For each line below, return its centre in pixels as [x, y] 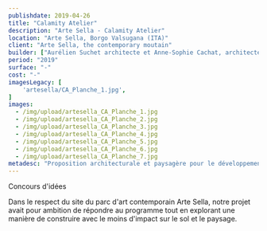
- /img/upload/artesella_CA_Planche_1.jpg [87, 112]
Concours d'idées [37, 186]
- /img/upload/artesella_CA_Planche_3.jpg [87, 127]
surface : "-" [30, 68]
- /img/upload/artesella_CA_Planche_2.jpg [87, 119]
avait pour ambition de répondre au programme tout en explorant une [122, 210]
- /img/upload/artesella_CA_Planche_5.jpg [87, 141]
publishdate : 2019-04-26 [49, 16]
